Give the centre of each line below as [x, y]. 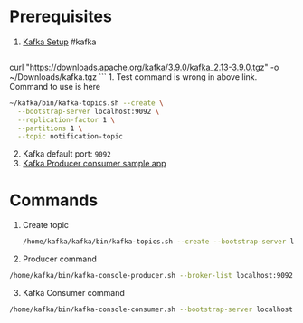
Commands [54, 200]
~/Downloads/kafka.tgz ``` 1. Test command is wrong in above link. [133, 76]
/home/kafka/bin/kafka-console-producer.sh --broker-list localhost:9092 [151, 276]
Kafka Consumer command [73, 293]
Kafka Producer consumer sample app [94, 164]
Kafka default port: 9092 [66, 154]
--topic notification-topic [71, 137]
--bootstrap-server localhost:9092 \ [89, 111]
